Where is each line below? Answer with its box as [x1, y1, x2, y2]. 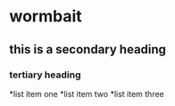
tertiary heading [9, 69, 81, 81]
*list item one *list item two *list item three [9, 88, 165, 99]
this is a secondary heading [9, 42, 167, 57]
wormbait [9, 6, 82, 27]
